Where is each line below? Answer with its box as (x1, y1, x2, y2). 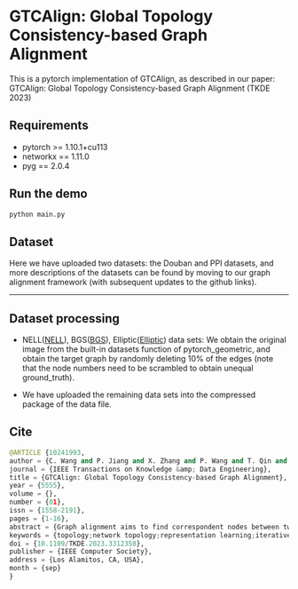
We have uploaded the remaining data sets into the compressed (21, 389, 256, 401)
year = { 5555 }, (9, 482, 66, 490)
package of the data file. (21, 399, 113, 410)
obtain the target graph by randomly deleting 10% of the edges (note (21, 354, 274, 364)
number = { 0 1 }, (9, 497, 66, 507)
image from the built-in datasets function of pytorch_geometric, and (21, 344, 271, 354)
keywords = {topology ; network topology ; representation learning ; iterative (9, 530, 292, 539)
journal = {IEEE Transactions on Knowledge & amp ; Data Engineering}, (9, 465, 272, 474)
